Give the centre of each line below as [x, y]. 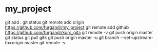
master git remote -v [45, 42]
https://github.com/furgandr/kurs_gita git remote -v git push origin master [79, 32]
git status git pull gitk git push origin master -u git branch [62, 37]
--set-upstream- [137, 37]
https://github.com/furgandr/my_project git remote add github [67, 27]
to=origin [14, 42]
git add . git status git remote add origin [45, 22]
